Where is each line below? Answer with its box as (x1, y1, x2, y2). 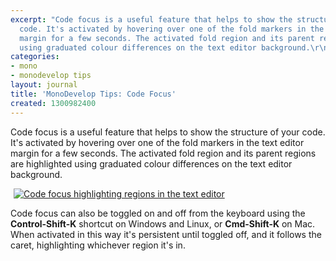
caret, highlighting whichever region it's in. (10, 239, 186, 251)
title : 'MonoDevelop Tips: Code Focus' (10, 89, 177, 99)
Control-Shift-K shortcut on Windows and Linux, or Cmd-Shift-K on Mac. (10, 217, 316, 230)
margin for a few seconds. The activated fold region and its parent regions (10, 147, 317, 159)
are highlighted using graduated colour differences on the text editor (10, 157, 293, 170)
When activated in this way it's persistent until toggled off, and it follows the (10, 228, 322, 240)
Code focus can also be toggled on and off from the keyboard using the (10, 207, 306, 219)
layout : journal (10, 80, 78, 90)
